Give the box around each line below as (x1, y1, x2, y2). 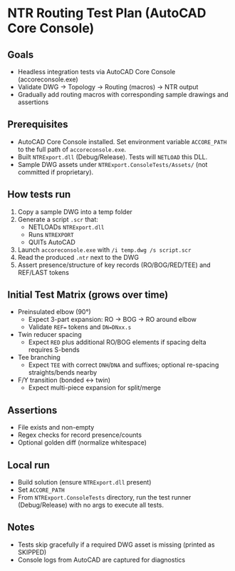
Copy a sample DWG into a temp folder (17, 207, 133, 216)
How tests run (7, 188, 71, 201)
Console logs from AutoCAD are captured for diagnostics (17, 555, 186, 564)
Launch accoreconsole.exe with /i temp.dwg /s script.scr (17, 245, 192, 254)
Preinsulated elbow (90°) (17, 308, 91, 316)
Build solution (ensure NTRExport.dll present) (17, 478, 152, 487)
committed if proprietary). (17, 168, 94, 176)
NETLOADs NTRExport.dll (28, 223, 105, 231)
